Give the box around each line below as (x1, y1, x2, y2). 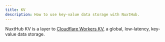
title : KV (5, 7, 26, 12)
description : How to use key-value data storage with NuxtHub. (5, 12, 140, 17)
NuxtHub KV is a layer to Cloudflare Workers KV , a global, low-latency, (5, 25, 150, 31)
